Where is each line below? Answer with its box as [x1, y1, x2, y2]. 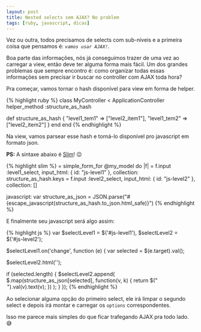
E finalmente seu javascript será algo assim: [6, 217, 115, 225]
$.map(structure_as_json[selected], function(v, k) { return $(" [6, 277, 158, 284]
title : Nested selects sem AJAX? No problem [6, 14, 119, 20]
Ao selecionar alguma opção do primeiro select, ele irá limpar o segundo [6, 295, 186, 303]
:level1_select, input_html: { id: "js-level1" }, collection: [6, 169, 139, 176]
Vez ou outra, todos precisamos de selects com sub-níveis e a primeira [6, 37, 182, 44]
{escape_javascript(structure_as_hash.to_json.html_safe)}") [6, 199, 154, 207]
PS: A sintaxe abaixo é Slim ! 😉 [6, 151, 82, 158]
